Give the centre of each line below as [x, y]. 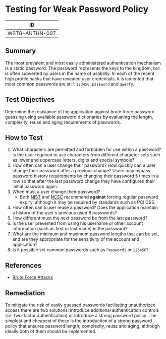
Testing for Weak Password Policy [77, 9]
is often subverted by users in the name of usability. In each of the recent [80, 73]
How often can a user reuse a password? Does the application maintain [85, 207]
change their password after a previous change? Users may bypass [81, 171]
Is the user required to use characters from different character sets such [86, 155]
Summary [21, 51]
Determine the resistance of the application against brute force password [80, 111]
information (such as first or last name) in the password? [70, 229]
